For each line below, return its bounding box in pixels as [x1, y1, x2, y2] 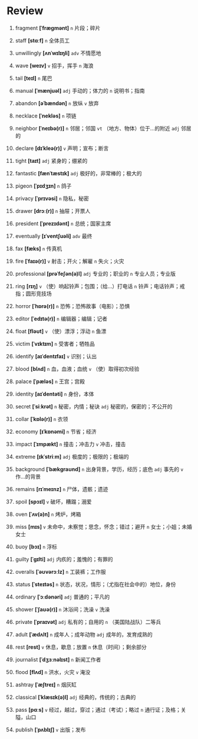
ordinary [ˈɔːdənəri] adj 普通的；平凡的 [15, 593, 110, 600]
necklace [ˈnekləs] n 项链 [15, 112, 77, 119]
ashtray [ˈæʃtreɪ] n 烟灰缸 [15, 681, 77, 688]
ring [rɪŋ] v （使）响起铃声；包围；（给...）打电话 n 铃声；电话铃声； [15, 282, 180, 290]
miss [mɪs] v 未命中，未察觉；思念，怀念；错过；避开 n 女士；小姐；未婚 [15, 523, 193, 530]
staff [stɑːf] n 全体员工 [15, 37, 70, 44]
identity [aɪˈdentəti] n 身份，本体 [15, 390, 94, 397]
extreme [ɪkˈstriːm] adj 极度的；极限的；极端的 [15, 453, 129, 460]
